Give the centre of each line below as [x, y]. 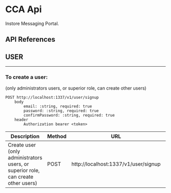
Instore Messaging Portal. [32, 23]
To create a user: [26, 77]
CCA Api [24, 9]
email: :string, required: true [58, 106]
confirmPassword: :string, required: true [69, 116]
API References [30, 39]
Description [25, 136]
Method [57, 136]
